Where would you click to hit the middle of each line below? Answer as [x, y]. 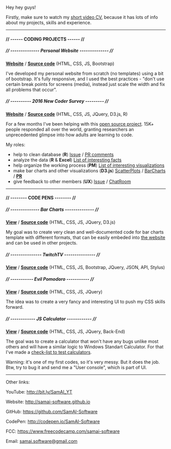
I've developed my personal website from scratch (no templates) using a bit [85, 73]
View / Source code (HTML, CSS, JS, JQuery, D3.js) [61, 222]
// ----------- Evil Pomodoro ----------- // [50, 279]
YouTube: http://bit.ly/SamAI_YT [39, 392]
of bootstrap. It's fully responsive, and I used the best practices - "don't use [85, 79]
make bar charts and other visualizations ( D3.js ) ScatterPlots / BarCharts [89, 170]
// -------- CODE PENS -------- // [41, 198]
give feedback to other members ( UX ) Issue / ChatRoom [72, 181]
